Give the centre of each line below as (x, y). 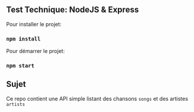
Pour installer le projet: (34, 24)
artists (16, 104)
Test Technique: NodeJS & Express (73, 10)
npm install (24, 39)
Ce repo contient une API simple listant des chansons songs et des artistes (97, 98)
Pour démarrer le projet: (36, 51)
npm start (20, 66)
